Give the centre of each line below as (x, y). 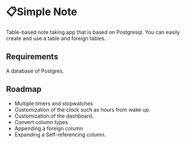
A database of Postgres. (35, 71)
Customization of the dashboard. (54, 116)
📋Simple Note (42, 12)
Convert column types (41, 122)
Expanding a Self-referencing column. (60, 134)
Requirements (32, 57)
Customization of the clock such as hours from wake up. (82, 109)
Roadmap (24, 89)
